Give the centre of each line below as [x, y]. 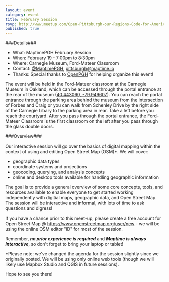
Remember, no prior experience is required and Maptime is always [76, 239]
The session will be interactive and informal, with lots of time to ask [75, 203]
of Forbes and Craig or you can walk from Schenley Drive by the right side [82, 105]
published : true [22, 29]
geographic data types [36, 161]
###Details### [21, 43]
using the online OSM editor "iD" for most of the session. [64, 229]
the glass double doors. [30, 127]
